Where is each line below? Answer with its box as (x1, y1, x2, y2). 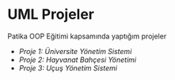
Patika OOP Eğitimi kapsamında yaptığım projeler (7, 31, 167, 41)
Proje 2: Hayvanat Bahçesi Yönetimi (18, 55, 136, 64)
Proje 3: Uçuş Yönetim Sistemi (18, 63, 118, 72)
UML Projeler (7, 5, 95, 24)
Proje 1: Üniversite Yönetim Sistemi (18, 46, 132, 56)
